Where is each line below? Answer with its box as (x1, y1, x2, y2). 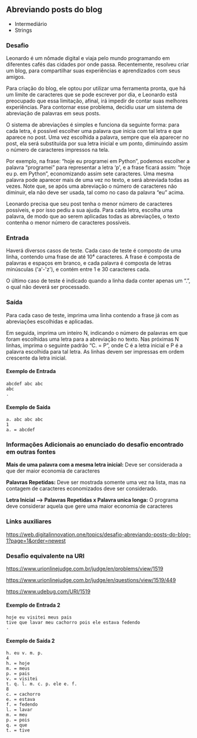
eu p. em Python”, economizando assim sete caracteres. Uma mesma (6, 170, 174, 177)
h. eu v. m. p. (6, 650, 43, 656)
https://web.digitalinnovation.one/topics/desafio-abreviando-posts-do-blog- (6, 531, 191, 538)
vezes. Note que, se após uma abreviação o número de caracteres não (6, 182, 177, 190)
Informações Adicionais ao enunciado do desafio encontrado (6, 441, 184, 449)
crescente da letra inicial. (6, 354, 67, 361)
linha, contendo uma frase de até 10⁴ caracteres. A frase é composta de (6, 253, 180, 261)
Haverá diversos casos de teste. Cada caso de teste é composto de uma (6, 247, 182, 254)
